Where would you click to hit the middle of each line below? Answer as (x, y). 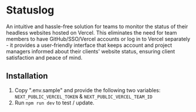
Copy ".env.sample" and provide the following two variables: (87, 90)
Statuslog (30, 10)
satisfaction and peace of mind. (44, 57)
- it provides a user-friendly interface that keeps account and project (89, 45)
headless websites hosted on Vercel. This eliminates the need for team (92, 32)
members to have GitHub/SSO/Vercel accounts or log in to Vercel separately (98, 39)
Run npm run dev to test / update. (55, 103)
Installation (27, 76)
